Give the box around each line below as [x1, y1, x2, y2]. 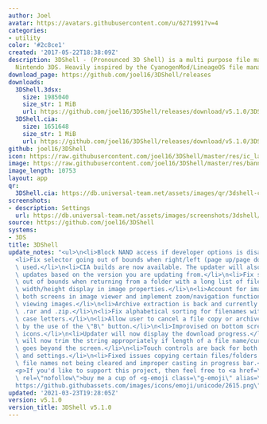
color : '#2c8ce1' [8, 41, 66, 49]
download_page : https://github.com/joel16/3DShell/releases [8, 71, 212, 79]
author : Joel [8, 11, 52, 20]
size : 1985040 [22, 93, 69, 101]
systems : [8, 226, 37, 235]
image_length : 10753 [8, 167, 77, 175]
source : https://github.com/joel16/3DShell [8, 219, 155, 227]
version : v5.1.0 [8, 396, 62, 404]
